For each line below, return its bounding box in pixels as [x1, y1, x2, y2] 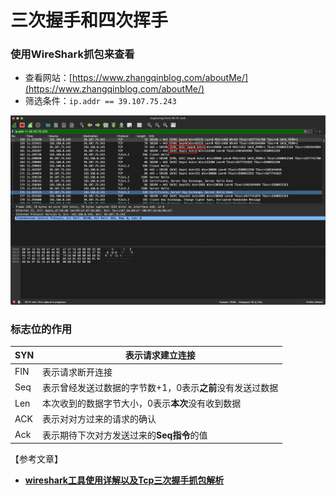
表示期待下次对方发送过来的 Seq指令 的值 [42, 429, 208, 441]
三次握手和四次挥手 [10, 9, 169, 32]
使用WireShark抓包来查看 [10, 47, 135, 61]
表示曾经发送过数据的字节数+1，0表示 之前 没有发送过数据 [42, 381, 279, 393]
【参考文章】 [10, 453, 63, 465]
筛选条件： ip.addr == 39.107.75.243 [24, 95, 177, 107]
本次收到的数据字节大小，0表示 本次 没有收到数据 [42, 397, 242, 410]
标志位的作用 [10, 322, 73, 336]
